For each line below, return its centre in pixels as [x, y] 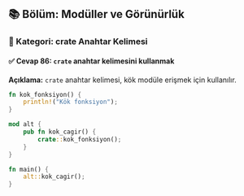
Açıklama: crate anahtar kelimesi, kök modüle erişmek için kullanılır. [123, 80]
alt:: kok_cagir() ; [54, 177]
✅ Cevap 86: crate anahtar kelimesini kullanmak [91, 61]
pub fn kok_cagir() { [59, 132]
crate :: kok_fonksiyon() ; [80, 139]
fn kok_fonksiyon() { [45, 94]
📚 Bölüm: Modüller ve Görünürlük [96, 14]
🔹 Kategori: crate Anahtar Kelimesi [78, 41]
